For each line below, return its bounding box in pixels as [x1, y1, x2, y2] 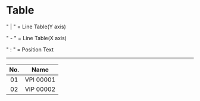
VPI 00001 [24, 75, 56, 83]
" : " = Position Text [6, 45, 54, 53]
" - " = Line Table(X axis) [6, 34, 67, 41]
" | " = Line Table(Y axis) [6, 23, 67, 30]
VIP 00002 [24, 85, 56, 93]
